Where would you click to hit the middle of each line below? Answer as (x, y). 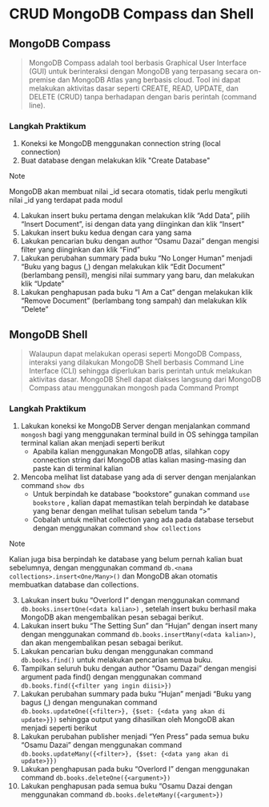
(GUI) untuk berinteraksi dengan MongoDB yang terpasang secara (138, 71)
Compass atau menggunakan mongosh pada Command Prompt (134, 388)
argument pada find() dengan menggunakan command (111, 677)
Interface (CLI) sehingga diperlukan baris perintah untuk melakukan (140, 371)
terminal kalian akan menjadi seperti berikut (92, 443)
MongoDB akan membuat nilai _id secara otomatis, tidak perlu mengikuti (128, 192)
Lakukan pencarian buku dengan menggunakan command (117, 652)
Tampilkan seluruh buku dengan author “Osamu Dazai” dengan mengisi (139, 668)
